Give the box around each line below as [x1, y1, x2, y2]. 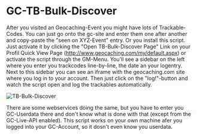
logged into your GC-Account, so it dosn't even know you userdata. [6, 123, 172, 130]
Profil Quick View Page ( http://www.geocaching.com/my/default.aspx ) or [6, 49, 187, 56]
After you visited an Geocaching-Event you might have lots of [6, 24, 158, 31]
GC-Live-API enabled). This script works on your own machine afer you [6, 116, 183, 123]
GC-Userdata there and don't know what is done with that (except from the [6, 110, 192, 118]
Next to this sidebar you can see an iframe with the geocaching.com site [6, 68, 185, 75]
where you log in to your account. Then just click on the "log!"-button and [6, 75, 189, 82]
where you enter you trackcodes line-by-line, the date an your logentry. [6, 61, 183, 69]
